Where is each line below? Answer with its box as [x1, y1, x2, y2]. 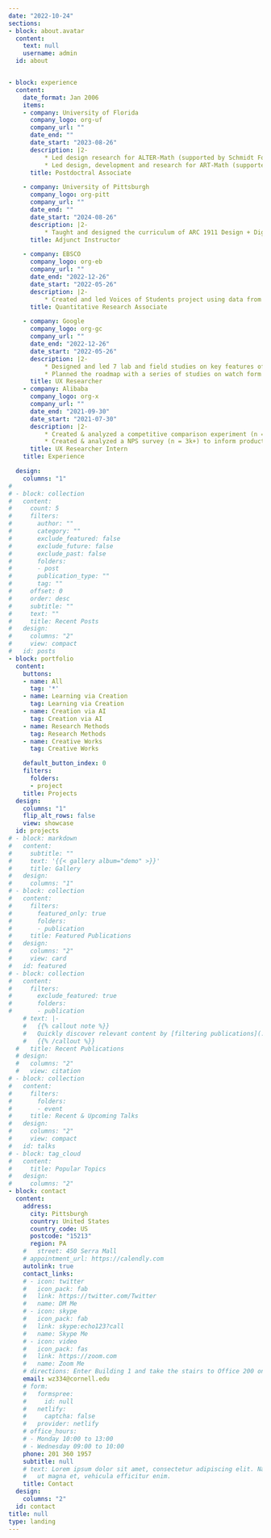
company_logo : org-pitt [29, 191, 110, 199]
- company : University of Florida [23, 108, 139, 117]
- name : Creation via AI [23, 707, 106, 715]
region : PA [29, 1240, 67, 1248]
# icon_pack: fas [23, 1345, 89, 1353]
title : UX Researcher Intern [29, 445, 128, 453]
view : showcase [23, 819, 74, 828]
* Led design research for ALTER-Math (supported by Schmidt [44, 153, 254, 161]
